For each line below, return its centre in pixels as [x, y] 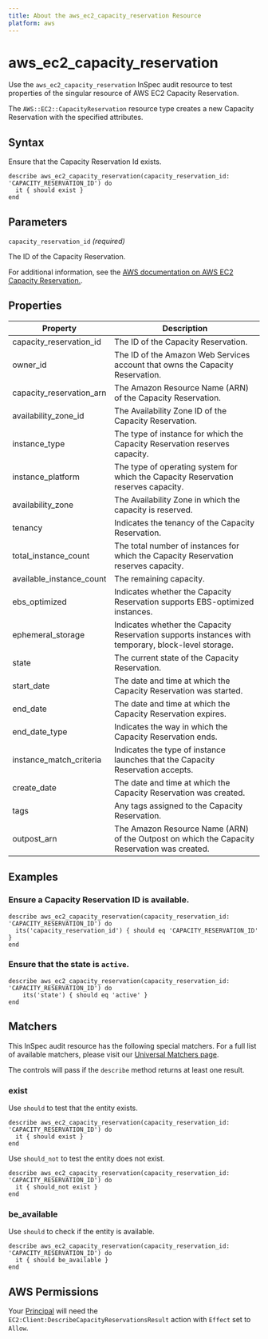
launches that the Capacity [165, 759]
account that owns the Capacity [174, 365]
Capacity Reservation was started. [179, 690]
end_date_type [40, 731]
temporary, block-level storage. [174, 645]
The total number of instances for [177, 546]
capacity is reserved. [154, 510]
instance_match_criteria [57, 759]
